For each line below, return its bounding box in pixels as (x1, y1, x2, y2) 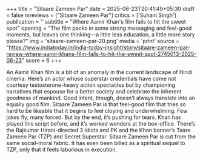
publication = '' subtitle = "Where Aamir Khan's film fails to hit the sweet (6, 18, 186, 25)
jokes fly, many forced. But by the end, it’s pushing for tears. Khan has (6, 113, 181, 121)
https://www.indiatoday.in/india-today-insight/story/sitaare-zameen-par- (8, 44, 190, 51)
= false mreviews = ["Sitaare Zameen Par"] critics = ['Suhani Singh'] (6, 12, 177, 19)
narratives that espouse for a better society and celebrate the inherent (6, 88, 182, 95)
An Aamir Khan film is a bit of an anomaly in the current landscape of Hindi (6, 69, 193, 75)
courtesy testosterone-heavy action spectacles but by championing (6, 81, 176, 89)
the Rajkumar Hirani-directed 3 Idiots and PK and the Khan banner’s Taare (6, 127, 191, 134)
